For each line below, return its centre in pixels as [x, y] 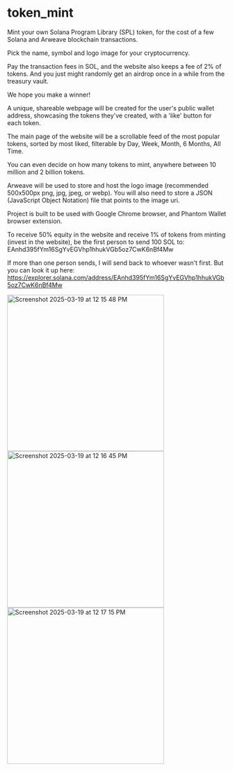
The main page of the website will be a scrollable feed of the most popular [114, 136]
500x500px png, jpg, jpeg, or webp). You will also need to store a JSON [110, 193]
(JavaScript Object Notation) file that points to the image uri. [94, 200]
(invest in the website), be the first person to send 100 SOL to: [96, 242]
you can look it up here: [41, 270]
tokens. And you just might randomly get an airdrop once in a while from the [116, 74]
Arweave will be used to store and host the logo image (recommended [108, 185]
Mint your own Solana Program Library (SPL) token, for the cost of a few [111, 32]
